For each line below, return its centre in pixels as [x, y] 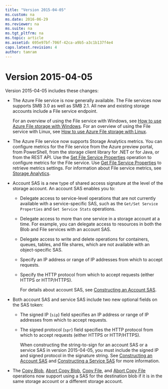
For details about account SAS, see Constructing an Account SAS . [88, 290]
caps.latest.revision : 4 [31, 47]
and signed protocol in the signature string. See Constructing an [86, 356]
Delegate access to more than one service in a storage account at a [90, 219]
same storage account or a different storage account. [68, 381]
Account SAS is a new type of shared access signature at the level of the [88, 183]
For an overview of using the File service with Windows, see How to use [87, 121]
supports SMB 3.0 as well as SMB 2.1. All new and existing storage [81, 106]
